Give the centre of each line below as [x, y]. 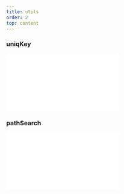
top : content [23, 23]
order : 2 [17, 17]
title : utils [23, 12]
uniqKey [19, 44]
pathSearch [24, 123]
